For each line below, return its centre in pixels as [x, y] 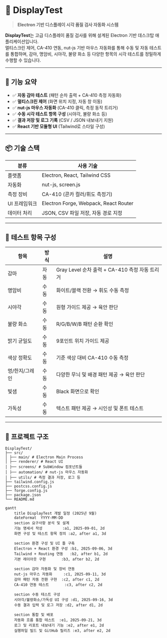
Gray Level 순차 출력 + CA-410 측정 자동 [103, 270]
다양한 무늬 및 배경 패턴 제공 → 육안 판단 [101, 375]
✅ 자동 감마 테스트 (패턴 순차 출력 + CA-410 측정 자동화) [67, 95]
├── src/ [14, 453]
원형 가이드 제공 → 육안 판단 [87, 308]
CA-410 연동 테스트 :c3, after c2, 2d [58, 585]
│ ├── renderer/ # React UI [34, 462]
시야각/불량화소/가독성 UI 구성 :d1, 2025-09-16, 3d [64, 600]
